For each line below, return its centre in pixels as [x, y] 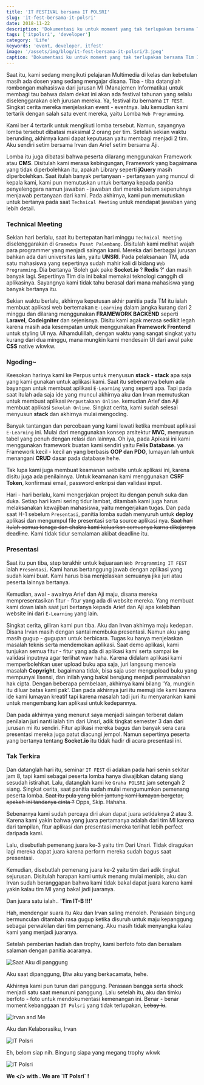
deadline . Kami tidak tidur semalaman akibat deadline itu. [78, 534]
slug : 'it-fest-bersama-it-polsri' [51, 18]
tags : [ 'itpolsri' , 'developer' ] [49, 35]
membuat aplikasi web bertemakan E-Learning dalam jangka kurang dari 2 [99, 307]
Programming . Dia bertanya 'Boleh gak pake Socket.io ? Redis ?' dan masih [99, 269]
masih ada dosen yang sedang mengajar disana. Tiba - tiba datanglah [93, 81]
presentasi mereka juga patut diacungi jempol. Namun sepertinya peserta [98, 734]
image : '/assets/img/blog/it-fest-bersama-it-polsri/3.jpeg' [85, 52]
